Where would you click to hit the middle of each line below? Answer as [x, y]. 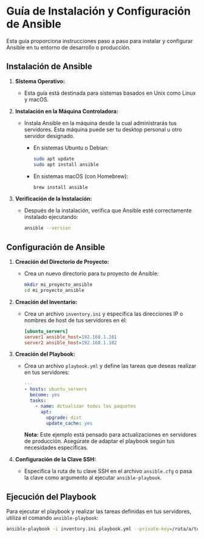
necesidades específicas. [56, 447]
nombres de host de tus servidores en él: [76, 320]
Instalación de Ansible [49, 67]
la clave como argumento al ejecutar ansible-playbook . [93, 478]
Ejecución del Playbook [51, 497]
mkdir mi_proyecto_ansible [58, 285]
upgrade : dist [64, 418]
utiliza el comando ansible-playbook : [53, 518]
